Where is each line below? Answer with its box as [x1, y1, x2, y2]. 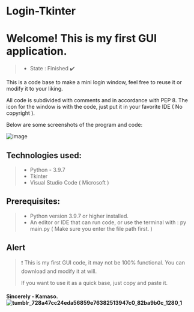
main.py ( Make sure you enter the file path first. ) [29, 225, 153, 232]
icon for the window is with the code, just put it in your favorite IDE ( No [6, 103, 183, 111]
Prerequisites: [6, 197, 60, 207]
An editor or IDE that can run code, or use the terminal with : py [29, 218, 187, 226]
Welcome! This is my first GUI [6, 32, 157, 46]
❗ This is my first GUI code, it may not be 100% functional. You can [20, 258, 185, 266]
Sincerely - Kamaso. [6, 293, 58, 300]
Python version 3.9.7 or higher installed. [29, 212, 129, 219]
